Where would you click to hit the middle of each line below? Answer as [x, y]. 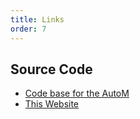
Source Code [51, 69]
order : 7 [28, 29]
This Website [52, 104]
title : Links [37, 19]
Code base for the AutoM [77, 93]
